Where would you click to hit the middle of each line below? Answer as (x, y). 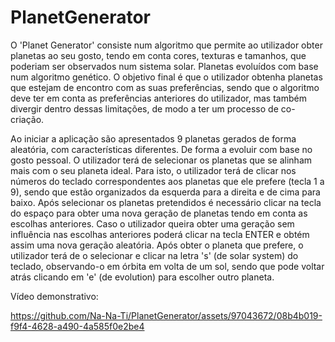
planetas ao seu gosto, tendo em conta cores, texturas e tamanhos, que (158, 55)
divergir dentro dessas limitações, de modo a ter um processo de (144, 108)
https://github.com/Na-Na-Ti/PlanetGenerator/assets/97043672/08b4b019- (166, 315)
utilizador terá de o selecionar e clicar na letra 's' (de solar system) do (154, 255)
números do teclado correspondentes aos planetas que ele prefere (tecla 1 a (167, 181)
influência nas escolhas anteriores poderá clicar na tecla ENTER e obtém (160, 234)
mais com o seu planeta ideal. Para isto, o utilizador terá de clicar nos (153, 170)
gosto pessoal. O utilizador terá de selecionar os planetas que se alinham (161, 160)
